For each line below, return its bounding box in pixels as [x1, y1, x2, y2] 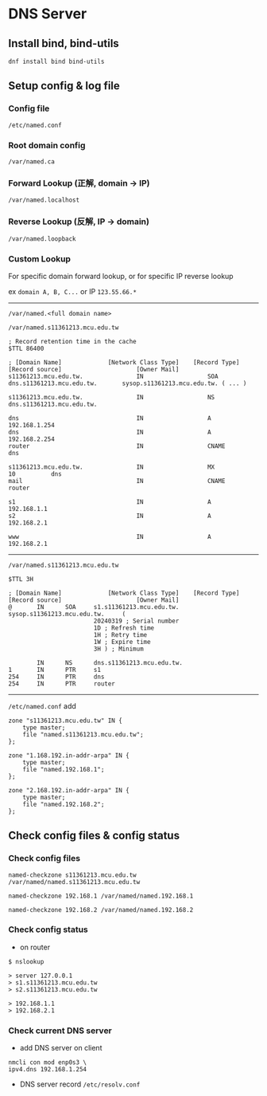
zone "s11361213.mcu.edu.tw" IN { [8, 717, 123, 725]
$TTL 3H [8, 575, 34, 583]
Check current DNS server [8, 1025, 113, 1036]
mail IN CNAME [8, 477, 226, 485]
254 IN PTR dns [8, 673, 105, 681]
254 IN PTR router [8, 679, 115, 688]
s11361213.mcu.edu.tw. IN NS [8, 393, 215, 401]
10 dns [8, 469, 62, 478]
